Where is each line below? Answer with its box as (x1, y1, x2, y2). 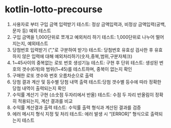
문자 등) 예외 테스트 (12, 27, 51, 34)
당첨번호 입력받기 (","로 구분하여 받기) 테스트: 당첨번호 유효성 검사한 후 (12, 47, 154, 53)
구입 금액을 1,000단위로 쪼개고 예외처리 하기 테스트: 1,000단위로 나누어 (12, 34, 155, 40)
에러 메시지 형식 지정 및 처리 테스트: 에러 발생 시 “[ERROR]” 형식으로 (12, 111, 149, 117)
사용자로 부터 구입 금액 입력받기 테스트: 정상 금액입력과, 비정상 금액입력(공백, (12, 21, 166, 27)
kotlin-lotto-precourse (5, 4, 103, 15)
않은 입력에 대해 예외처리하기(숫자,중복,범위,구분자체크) (22, 53, 132, 59)
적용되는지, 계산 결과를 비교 (17, 98, 73, 104)
